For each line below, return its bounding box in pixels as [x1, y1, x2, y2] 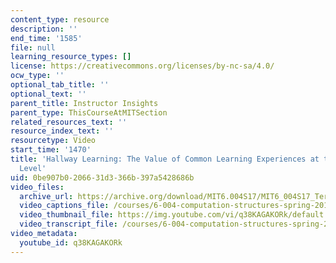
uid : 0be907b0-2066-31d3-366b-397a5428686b [10, 172, 195, 183]
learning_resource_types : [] [10, 52, 132, 62]
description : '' [10, 24, 78, 34]
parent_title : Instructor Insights [10, 98, 159, 108]
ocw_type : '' [10, 71, 65, 81]
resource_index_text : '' [10, 126, 114, 136]
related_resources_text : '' [10, 117, 128, 127]
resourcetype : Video [10, 136, 97, 146]
